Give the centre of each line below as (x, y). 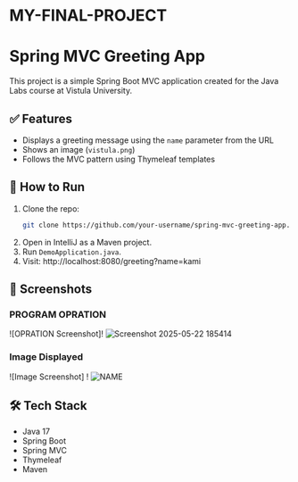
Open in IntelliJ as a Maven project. (87, 242)
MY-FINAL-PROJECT (88, 16)
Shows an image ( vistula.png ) (79, 149)
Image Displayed (46, 357)
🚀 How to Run (47, 187)
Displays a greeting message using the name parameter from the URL (148, 140)
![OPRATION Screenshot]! (57, 334)
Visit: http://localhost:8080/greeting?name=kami (112, 261)
